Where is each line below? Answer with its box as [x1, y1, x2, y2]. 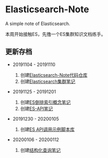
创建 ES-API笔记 [20, 105, 53, 111]
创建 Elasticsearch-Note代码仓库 [20, 72, 88, 78]
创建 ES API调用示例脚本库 [20, 126, 75, 132]
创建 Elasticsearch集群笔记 [20, 78, 75, 84]
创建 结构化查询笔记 [20, 147, 61, 153]
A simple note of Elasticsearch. [5, 20, 70, 27]
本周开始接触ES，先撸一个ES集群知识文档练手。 [5, 31, 106, 37]
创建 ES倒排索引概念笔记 [20, 99, 71, 105]
